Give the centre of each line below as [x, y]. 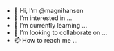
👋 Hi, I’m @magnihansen [49, 11]
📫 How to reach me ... [46, 40]
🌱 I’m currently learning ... [50, 25]
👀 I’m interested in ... [43, 18]
